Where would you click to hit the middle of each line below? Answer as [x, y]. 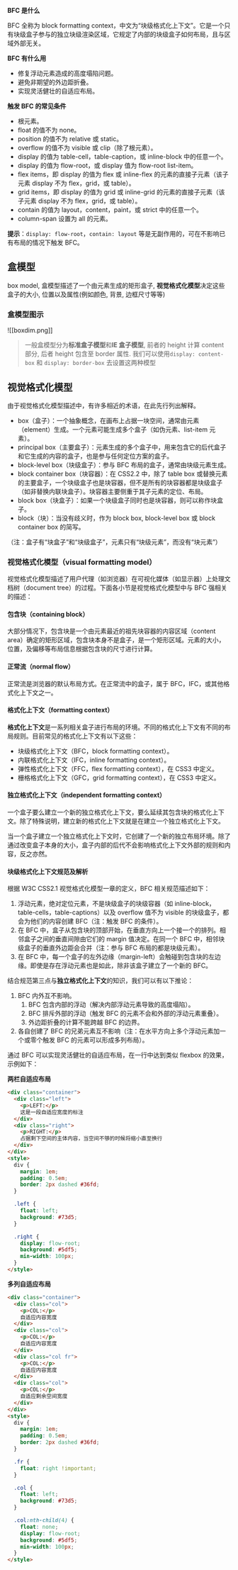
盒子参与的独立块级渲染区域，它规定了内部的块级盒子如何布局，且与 [125, 34]
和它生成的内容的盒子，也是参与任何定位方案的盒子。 [95, 456]
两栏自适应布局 [29, 1079]
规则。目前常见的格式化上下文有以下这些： [75, 736]
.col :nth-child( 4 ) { [44, 1520]
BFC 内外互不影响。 [46, 996]
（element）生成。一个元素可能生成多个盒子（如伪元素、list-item [112, 429]
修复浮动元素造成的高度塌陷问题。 [67, 73]
